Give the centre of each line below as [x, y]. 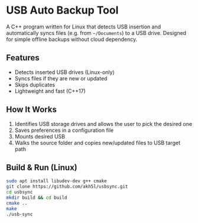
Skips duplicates [35, 85]
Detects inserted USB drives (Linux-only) [65, 72]
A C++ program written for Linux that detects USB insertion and [84, 27]
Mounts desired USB [40, 136]
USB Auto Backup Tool [62, 10]
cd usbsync [20, 192]
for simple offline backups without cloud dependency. [72, 39]
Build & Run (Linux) [42, 167]
